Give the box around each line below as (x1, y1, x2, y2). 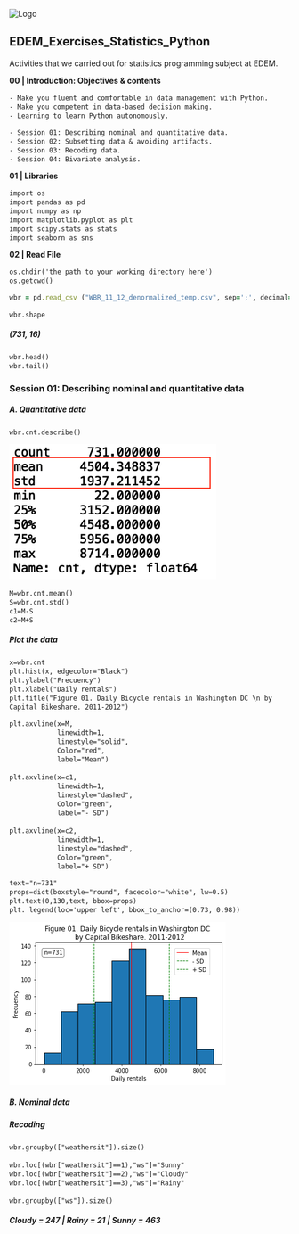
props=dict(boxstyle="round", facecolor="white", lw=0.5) (9, 887, 229, 896)
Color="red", (56, 745, 105, 755)
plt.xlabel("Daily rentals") (9, 685, 117, 694)
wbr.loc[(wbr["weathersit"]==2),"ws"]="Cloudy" (9, 1169, 190, 1179)
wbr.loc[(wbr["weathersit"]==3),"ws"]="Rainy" (9, 1178, 185, 1188)
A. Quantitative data (9, 404, 87, 415)
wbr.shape (9, 310, 46, 319)
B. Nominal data (9, 1097, 70, 1107)
